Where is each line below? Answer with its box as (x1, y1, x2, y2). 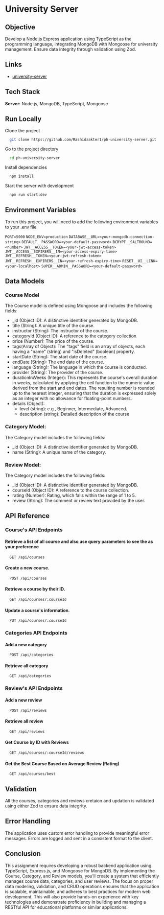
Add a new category (5, 641, 47, 647)
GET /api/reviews (9, 729, 45, 734)
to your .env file (5, 224, 37, 230)
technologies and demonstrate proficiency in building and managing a (5, 899, 146, 905)
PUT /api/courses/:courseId (9, 618, 67, 623)
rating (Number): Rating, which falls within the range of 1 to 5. (12, 493, 136, 498)
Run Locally (5, 115, 42, 123)
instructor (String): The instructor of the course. (12, 328, 109, 334)
